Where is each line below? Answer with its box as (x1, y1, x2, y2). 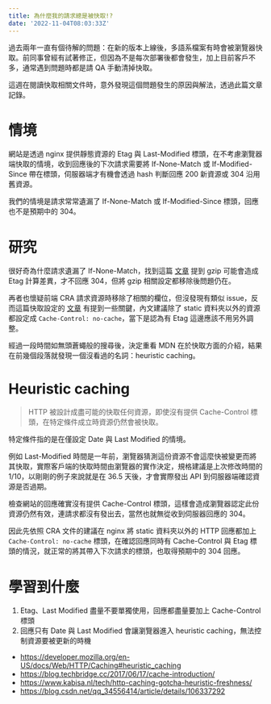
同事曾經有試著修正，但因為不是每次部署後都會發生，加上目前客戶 (29, 52, 248, 62)
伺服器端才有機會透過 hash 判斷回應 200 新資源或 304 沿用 (64, 169, 261, 179)
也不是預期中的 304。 (8, 206, 81, 216)
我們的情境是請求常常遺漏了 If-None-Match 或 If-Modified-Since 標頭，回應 (8, 197, 260, 206)
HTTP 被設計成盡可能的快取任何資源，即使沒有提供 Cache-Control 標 (27, 407, 258, 417)
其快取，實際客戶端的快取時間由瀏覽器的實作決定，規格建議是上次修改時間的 (8, 461, 263, 472)
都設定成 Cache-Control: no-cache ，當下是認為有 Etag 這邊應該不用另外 (8, 314, 247, 323)
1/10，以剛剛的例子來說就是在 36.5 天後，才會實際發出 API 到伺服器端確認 (8, 472, 253, 481)
